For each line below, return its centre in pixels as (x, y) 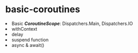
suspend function (30, 40)
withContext (25, 29)
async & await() (28, 45)
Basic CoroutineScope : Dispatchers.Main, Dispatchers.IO (73, 23)
